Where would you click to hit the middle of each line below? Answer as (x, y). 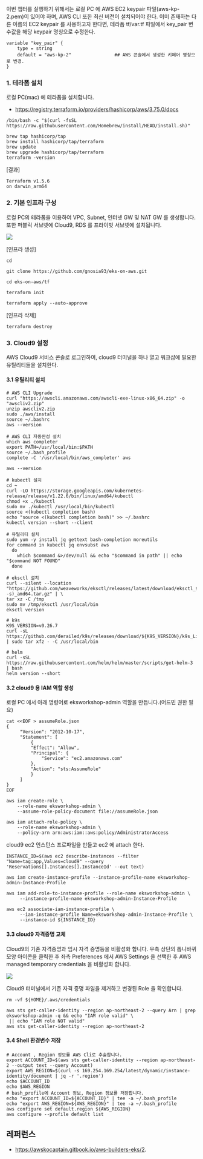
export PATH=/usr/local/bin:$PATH (50, 448)
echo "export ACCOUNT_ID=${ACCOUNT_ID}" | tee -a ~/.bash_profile (92, 1098)
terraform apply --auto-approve (47, 303)
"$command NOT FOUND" (34, 561)
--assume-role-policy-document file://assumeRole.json (88, 811)
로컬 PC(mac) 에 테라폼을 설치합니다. (50, 97)
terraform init (25, 292)
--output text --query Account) (53, 1065)
